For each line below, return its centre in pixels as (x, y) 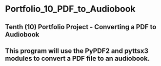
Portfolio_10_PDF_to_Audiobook (70, 9)
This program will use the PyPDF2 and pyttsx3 (77, 51)
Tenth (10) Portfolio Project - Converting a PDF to (81, 27)
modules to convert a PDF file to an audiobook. (78, 58)
